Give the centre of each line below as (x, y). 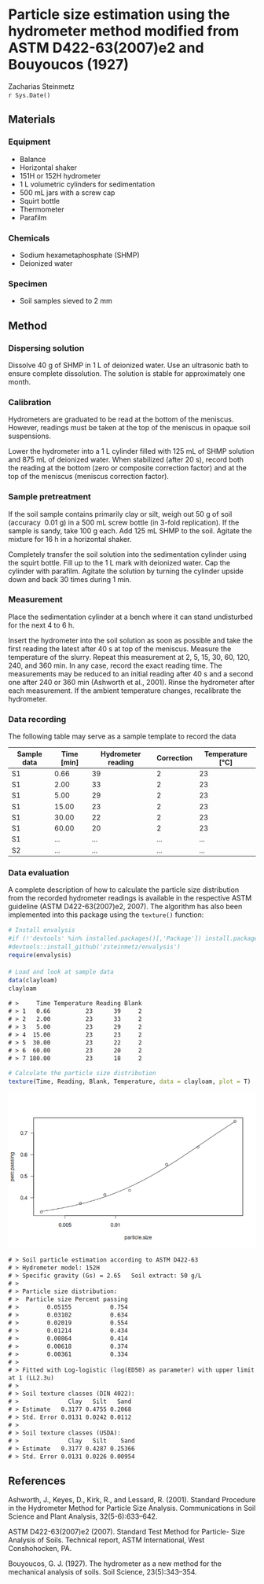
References (37, 1481)
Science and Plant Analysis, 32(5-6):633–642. (83, 1516)
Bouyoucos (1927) (69, 65)
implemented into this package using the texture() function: (106, 915)
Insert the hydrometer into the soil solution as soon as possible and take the (130, 640)
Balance (33, 159)
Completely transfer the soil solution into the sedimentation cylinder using (128, 554)
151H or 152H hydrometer (60, 175)
